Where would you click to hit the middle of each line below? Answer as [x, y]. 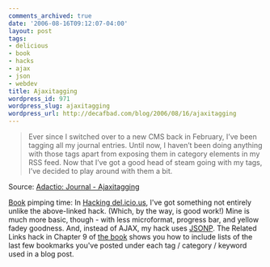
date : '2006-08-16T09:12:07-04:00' [68, 23]
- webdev [23, 83]
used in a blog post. [41, 254]
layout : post [30, 31]
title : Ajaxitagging [43, 91]
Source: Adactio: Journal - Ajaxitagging [74, 186]
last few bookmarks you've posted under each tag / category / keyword [128, 245]
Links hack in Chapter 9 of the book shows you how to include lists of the [131, 237]
